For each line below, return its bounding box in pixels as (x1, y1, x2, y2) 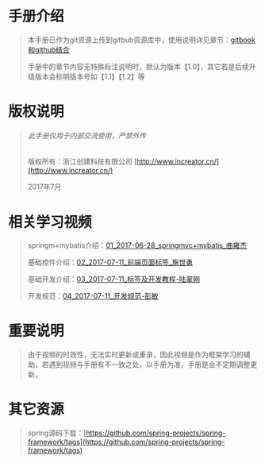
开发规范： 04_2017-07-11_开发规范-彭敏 (27, 291, 159, 301)
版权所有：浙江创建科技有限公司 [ (27, 156, 137, 167)
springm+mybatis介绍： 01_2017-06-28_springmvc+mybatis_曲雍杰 (27, 241, 248, 250)
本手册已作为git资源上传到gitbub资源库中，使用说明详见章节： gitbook (27, 35, 255, 44)
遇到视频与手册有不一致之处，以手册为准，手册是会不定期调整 (48, 360, 251, 369)
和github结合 (27, 44, 70, 54)
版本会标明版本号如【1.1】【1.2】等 (34, 71, 145, 81)
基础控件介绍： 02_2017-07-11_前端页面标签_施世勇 (27, 257, 194, 267)
